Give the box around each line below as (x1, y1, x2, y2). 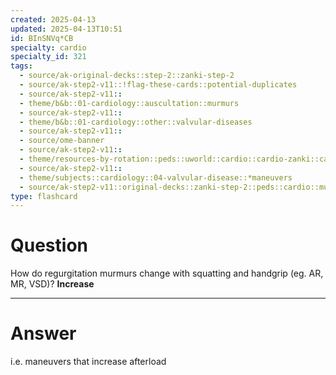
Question (10, 234, 88, 257)
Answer (10, 322, 77, 345)
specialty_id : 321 (10, 52, 87, 62)
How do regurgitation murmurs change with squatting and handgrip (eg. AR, (10, 267, 324, 280)
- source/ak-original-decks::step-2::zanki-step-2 (19, 71, 235, 81)
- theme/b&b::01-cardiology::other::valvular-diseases (19, 117, 253, 127)
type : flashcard (10, 191, 78, 201)
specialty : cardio (10, 42, 87, 53)
